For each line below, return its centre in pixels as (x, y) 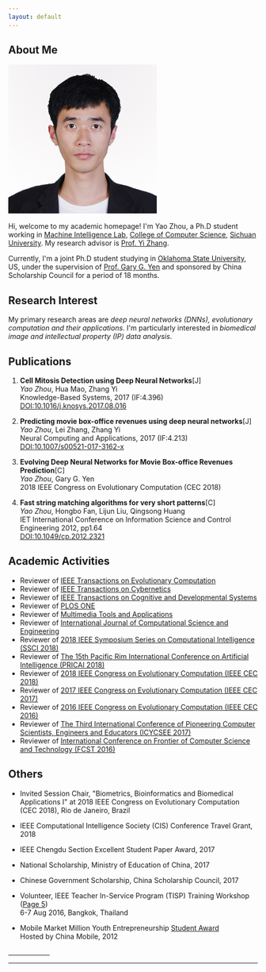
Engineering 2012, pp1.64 (61, 528)
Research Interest (53, 301)
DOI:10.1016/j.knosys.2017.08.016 (73, 406)
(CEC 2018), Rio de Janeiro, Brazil (75, 810)
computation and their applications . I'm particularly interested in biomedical (132, 328)
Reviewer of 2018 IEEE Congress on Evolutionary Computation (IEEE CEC (139, 673)
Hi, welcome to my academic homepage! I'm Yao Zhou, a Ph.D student (123, 226)
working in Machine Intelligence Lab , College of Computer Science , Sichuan (132, 235)
